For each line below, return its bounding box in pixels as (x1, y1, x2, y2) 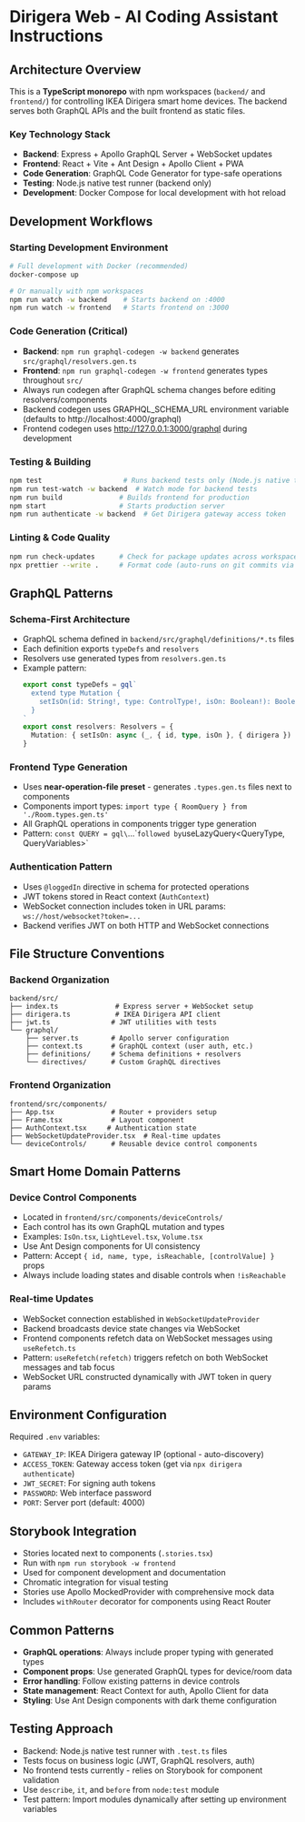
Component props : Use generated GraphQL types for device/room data (22, 1666, 292, 1677)
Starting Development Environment (9, 241, 169, 254)
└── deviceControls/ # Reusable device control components (9, 1139, 258, 1148)
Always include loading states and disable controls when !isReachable (22, 1270, 286, 1281)
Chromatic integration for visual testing (22, 1576, 169, 1588)
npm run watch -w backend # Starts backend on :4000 (9, 295, 225, 304)
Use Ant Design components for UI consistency (22, 1241, 201, 1252)
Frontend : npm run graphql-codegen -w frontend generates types (22, 365, 268, 376)
